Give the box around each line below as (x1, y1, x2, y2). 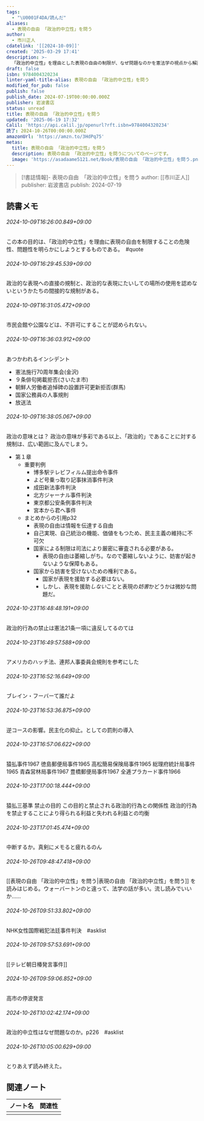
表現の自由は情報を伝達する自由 (33, 522, 114, 529)
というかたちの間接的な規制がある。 (11, 287, 102, 294)
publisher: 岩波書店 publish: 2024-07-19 (21, 181, 122, 189)
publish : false (6, 88, 45, 94)
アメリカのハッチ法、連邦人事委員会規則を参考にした (6, 658, 140, 666)
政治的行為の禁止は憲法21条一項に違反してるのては (6, 624, 134, 632)
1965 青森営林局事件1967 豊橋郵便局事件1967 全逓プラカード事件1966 (6, 767, 181, 775)
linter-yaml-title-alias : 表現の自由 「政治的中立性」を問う (6, 77, 150, 83)
